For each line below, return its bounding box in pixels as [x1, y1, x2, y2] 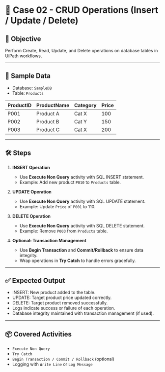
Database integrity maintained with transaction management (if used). [12, 310, 154, 316]
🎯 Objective [5, 35, 41, 43]
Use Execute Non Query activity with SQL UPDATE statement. [19, 198, 146, 204]
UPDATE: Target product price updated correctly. [12, 295, 112, 300]
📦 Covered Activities [5, 330, 72, 338]
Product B [36, 118, 59, 125]
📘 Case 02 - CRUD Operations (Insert [5, 4, 159, 16]
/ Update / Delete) [5, 15, 79, 26]
